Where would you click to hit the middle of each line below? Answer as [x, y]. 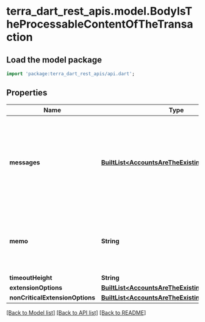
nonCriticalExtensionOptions [52, 298]
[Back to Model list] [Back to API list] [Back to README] [76, 312]
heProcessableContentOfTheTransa [100, 24]
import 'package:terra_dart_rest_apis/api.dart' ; [71, 74]
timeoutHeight [31, 277]
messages [25, 162]
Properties [27, 93]
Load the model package [54, 60]
